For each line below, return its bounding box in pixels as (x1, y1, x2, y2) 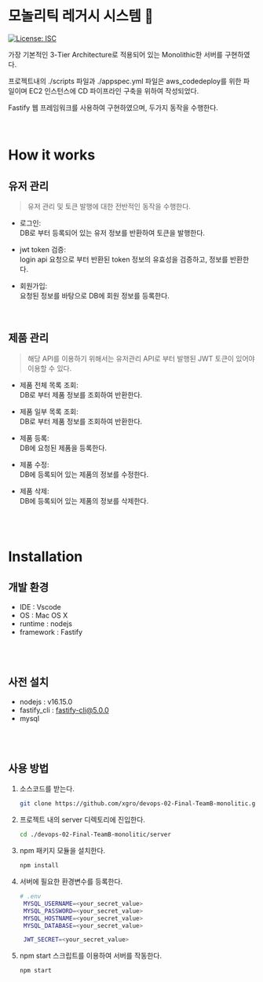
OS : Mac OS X (19, 610, 68, 620)
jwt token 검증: (19, 244, 67, 254)
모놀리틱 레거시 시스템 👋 (8, 7, 154, 25)
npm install (19, 862, 59, 870)
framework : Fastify (19, 627, 83, 636)
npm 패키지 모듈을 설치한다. (19, 846, 106, 856)
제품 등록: (19, 433, 49, 442)
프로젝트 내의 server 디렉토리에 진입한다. (19, 815, 145, 825)
